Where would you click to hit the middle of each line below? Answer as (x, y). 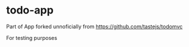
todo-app (30, 10)
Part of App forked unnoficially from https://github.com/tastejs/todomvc (94, 26)
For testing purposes (32, 38)
